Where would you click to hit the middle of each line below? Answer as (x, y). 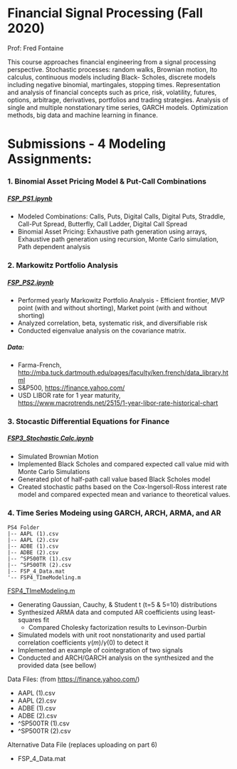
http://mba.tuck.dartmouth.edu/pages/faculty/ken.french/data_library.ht (123, 372)
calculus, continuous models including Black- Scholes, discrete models (111, 77)
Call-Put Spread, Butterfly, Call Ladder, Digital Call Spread (102, 224)
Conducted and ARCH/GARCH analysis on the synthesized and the (116, 658)
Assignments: (50, 159)
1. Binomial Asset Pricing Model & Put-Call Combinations (107, 181)
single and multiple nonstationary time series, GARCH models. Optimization (118, 107)
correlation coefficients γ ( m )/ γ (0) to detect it (83, 643)
